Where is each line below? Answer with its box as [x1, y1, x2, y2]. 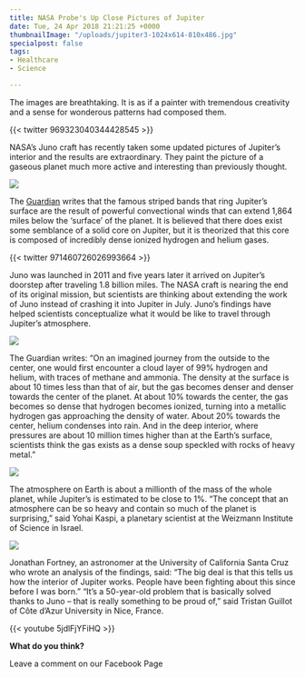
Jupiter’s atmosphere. [9, 317, 91, 328]
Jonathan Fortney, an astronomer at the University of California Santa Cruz [9, 556, 290, 568]
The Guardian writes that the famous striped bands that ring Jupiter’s [9, 195, 268, 206]
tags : [9, 47, 30, 56]
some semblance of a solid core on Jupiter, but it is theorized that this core [9, 224, 290, 235]
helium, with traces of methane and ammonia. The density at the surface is [9, 372, 290, 383]
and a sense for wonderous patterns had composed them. [9, 106, 227, 117]
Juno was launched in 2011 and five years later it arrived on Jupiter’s [9, 269, 266, 280]
